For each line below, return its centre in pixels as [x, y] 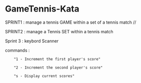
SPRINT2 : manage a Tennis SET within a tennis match [59, 31]
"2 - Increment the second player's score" [58, 68]
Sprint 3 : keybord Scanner [32, 41]
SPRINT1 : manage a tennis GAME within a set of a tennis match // [71, 22]
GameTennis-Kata [42, 9]
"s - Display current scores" [44, 76]
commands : [17, 50]
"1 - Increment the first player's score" [57, 59]
